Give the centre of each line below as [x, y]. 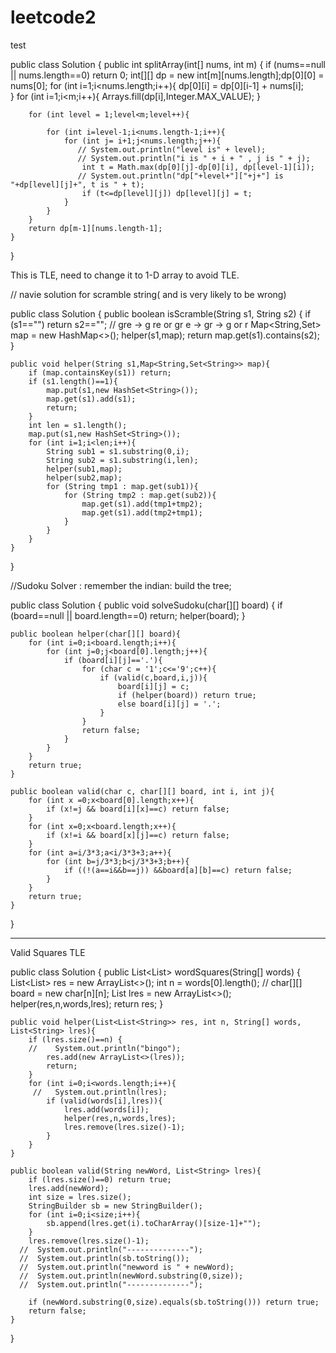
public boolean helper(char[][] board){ [96, 634]
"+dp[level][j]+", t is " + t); [77, 184]
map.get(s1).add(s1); [91, 399]
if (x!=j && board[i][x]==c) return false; [138, 809]
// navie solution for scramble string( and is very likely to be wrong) [148, 294]
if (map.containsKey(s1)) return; [100, 372]
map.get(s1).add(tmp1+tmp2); [142, 504]
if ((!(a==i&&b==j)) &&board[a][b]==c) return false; [178, 870]
